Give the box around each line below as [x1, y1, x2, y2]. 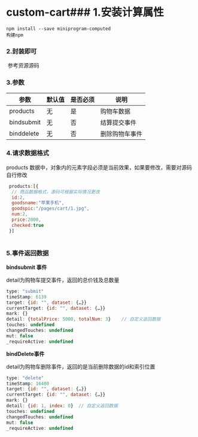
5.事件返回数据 [6, 249, 49, 257]
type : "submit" [6, 288, 44, 294]
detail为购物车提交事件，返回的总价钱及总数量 [6, 276, 120, 283]
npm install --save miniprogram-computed [6, 25, 111, 32]
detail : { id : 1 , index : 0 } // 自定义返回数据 [6, 403, 118, 409]
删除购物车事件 [100, 130, 142, 138]
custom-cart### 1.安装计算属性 [6, 5, 165, 19]
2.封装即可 [6, 47, 37, 55]
